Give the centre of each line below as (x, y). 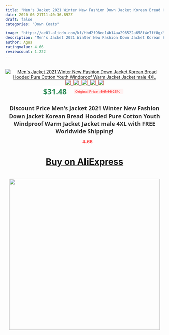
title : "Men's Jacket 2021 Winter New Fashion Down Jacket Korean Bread (83, 10)
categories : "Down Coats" (32, 24)
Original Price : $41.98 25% (98, 91)
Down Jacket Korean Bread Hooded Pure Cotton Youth (84, 116)
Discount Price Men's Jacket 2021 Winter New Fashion (84, 108)
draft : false (19, 19)
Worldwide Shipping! (84, 131)
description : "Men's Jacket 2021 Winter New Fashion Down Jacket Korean (83, 38)
